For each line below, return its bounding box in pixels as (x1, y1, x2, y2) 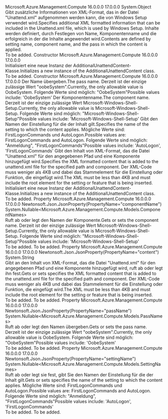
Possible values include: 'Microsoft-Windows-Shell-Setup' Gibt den (19, 116, 158, 121)
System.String (5, 254, 34, 260)
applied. (5, 47, 22, 52)
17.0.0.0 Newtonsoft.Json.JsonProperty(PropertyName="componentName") (5, 201, 162, 207)
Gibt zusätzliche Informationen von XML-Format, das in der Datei (5, 9, 139, 15)
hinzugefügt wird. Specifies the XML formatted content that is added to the (5, 159, 158, 164)
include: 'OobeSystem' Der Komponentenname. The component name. (5, 94, 150, 100)
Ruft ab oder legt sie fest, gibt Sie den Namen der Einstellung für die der (5, 372, 153, 377)
